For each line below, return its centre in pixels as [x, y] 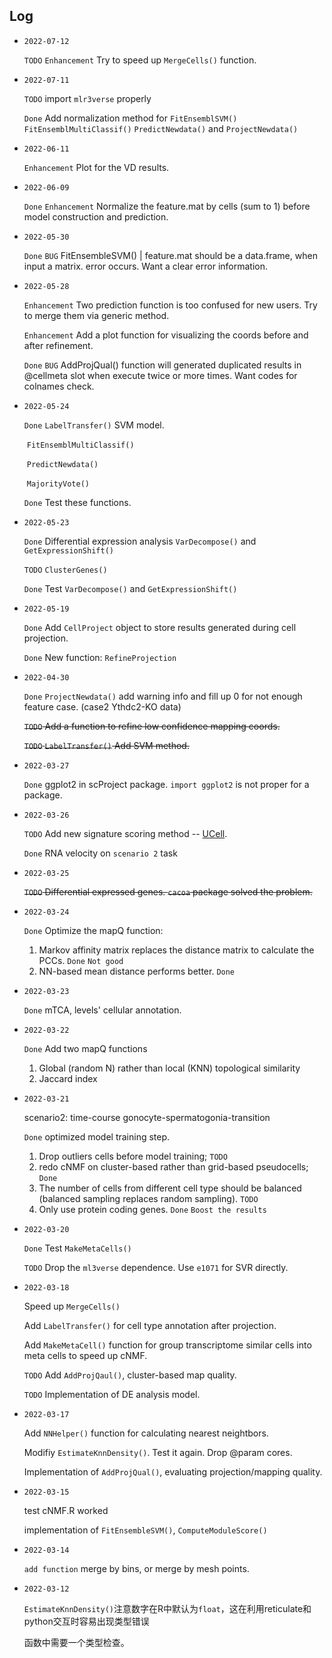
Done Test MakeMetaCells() [77, 1248]
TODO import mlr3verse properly [87, 98]
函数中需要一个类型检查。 [76, 1642]
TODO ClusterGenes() [65, 570]
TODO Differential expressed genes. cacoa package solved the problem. [168, 891]
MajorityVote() [58, 484]
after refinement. [58, 345]
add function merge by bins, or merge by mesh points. [136, 1568]
